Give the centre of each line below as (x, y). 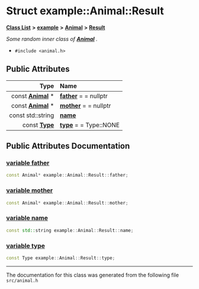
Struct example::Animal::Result (85, 11)
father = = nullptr (84, 96)
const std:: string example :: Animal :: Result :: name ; (70, 230)
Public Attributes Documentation (68, 146)
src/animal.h (22, 281)
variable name (27, 218)
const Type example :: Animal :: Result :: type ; (61, 258)
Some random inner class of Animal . (52, 39)
